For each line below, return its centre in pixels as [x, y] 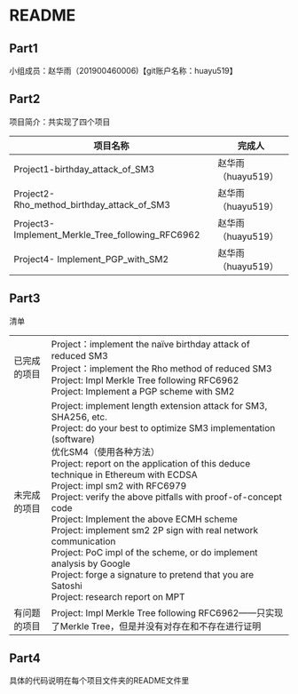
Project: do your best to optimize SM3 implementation [163, 427]
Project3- [34, 223]
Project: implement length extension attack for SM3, [159, 405]
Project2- [34, 194]
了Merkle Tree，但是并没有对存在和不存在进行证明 [156, 626]
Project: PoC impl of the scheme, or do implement [155, 552]
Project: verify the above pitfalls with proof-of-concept [166, 497]
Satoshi [67, 586]
